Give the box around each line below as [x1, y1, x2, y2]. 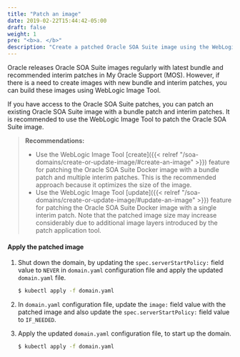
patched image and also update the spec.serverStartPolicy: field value [17, 308, 230, 316]
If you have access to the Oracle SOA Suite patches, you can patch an [7, 100, 214, 108]
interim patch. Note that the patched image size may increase [35, 211, 217, 219]
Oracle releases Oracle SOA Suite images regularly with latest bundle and [7, 64, 224, 71]
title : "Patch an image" [7, 10, 81, 18]
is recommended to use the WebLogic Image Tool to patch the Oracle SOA [7, 115, 226, 124]
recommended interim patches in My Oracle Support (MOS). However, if [7, 71, 220, 79]
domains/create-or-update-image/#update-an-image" [35, 196, 196, 204]
